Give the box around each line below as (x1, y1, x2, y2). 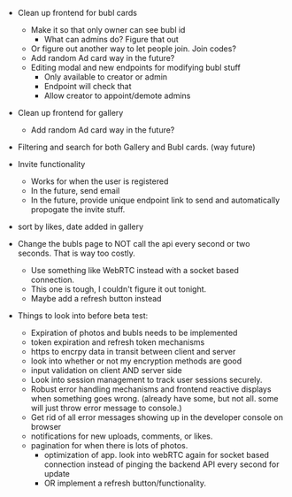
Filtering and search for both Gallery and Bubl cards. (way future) (17, 141, 256, 152)
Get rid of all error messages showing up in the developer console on (30, 412, 283, 423)
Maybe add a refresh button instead (30, 294, 162, 303)
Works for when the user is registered (30, 176, 169, 187)
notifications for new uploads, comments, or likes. (30, 431, 213, 441)
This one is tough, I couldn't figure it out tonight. (30, 284, 207, 294)
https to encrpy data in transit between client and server (30, 347, 236, 356)
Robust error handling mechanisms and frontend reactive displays (30, 384, 272, 394)
